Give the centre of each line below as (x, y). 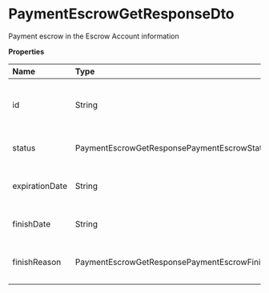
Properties (26, 51)
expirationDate (40, 186)
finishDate (31, 223)
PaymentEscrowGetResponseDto (121, 14)
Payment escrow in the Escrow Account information (94, 36)
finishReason (37, 262)
